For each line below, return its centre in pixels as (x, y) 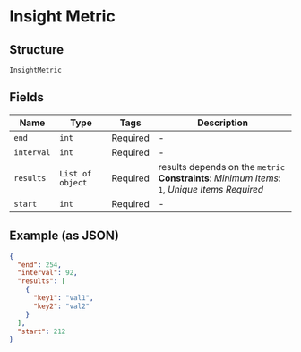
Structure (37, 50)
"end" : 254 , (40, 265)
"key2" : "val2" (61, 306)
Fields (27, 97)
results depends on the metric (221, 167)
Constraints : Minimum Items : (219, 178)
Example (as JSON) (64, 236)
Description (223, 123)
